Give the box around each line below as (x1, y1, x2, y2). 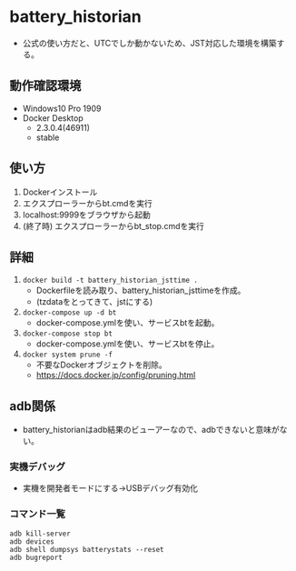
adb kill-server (9, 529, 71, 538)
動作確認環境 (9, 78, 82, 94)
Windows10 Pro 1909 (22, 103, 102, 114)
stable (35, 132, 60, 143)
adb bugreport (9, 553, 64, 562)
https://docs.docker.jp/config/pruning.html (35, 370, 196, 381)
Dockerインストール (22, 186, 98, 197)
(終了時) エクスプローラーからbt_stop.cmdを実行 (22, 220, 204, 231)
